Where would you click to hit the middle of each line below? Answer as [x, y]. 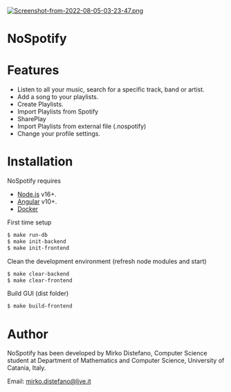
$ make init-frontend [38, 248]
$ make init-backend [37, 241]
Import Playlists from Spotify [58, 112]
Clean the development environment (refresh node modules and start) [107, 261]
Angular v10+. [37, 202]
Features [33, 70]
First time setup [29, 222]
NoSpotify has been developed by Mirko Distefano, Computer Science [107, 353]
